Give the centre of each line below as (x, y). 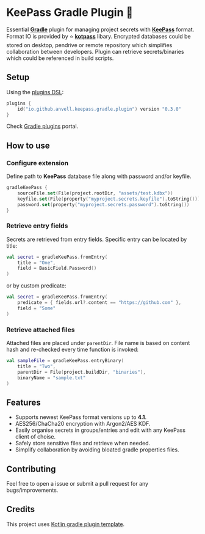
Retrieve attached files (41, 330)
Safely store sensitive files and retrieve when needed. (83, 443)
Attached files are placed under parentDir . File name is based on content (98, 343)
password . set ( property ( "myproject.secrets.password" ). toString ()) (103, 204)
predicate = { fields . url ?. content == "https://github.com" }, (99, 303)
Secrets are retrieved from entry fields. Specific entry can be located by (97, 239)
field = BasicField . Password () (57, 269)
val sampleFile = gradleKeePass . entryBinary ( (65, 361)
